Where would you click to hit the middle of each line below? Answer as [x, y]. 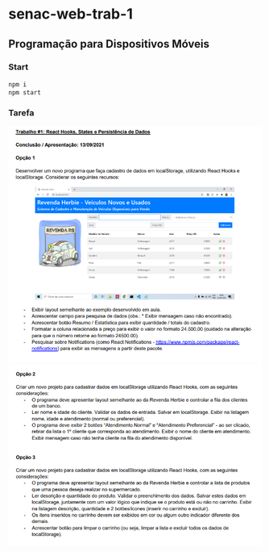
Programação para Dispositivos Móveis [109, 44]
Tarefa [21, 112]
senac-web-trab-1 [70, 14]
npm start [25, 92]
